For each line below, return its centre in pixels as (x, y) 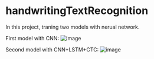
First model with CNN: (32, 38)
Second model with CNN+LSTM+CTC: (52, 49)
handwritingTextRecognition (77, 11)
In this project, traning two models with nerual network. (73, 27)
